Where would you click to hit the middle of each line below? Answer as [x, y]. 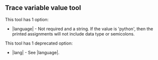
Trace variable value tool [43, 8]
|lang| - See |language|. [36, 52]
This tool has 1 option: [27, 19]
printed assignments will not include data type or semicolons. [73, 34]
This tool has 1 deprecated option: [39, 43]
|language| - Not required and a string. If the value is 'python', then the [83, 29]
